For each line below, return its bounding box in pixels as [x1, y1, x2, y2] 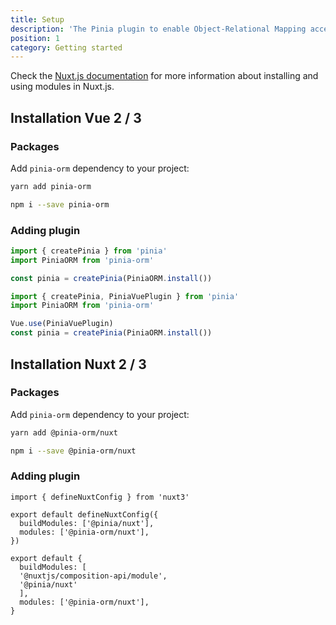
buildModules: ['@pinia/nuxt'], [19, 518, 155, 528]
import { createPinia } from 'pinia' [10, 246, 168, 256]
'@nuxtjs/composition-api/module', [19, 571, 168, 581]
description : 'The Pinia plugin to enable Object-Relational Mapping [10, 24, 307, 34]
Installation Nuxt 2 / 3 [10, 356, 147, 373]
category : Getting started [10, 42, 123, 53]
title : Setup [10, 14, 65, 25]
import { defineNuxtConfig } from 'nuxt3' [10, 492, 190, 502]
